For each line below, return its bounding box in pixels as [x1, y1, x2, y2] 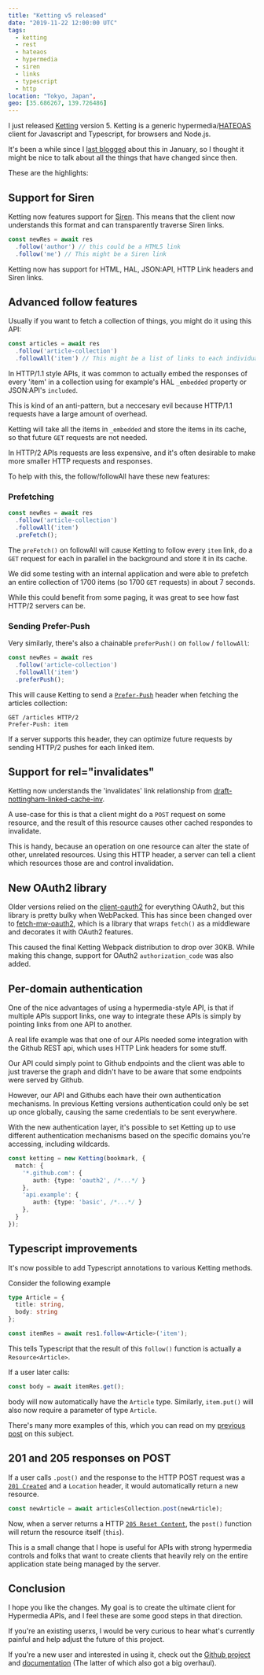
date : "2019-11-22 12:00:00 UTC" [8, 19, 118, 27]
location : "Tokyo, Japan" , [8, 92, 97, 100]
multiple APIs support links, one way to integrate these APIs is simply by [8, 1011, 242, 1021]
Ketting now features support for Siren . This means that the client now [8, 212, 236, 221]
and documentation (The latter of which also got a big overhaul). [8, 1658, 217, 1668]
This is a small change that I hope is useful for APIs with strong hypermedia [8, 1542, 252, 1551]
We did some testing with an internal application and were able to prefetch [8, 568, 249, 579]
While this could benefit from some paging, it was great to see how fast [8, 592, 240, 602]
